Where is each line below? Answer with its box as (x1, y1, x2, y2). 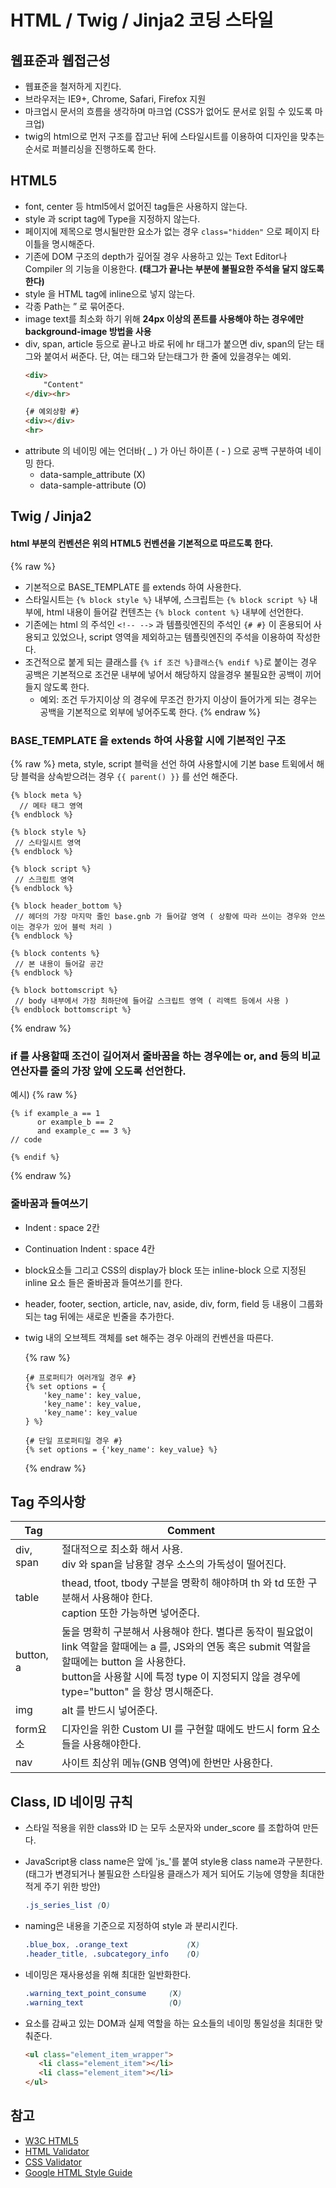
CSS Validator (24, 2156, 83, 2168)
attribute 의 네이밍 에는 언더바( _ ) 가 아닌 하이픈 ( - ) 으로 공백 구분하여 (24, 445, 303, 457)
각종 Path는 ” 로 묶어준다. (24, 300, 125, 312)
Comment (166, 1524, 216, 1538)
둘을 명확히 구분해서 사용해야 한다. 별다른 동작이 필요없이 (61, 1625, 314, 1639)
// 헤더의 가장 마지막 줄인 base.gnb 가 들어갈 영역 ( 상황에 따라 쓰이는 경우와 (14, 911, 308, 921)
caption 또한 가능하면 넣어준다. (61, 1606, 200, 1620)
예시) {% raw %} (10, 1089, 78, 1101)
